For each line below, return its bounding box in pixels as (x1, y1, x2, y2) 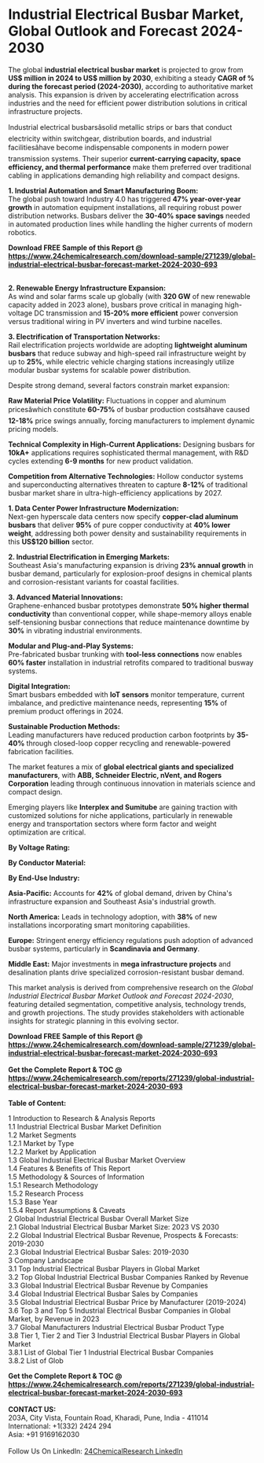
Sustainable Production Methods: (8, 721, 120, 731)
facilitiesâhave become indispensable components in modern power (8, 142, 229, 152)
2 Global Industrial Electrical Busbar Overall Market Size (8, 1214, 189, 1223)
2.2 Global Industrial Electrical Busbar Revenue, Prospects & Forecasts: (8, 1230, 239, 1240)
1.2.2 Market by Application (8, 1147, 97, 1156)
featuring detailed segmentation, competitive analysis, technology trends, (8, 999, 247, 1008)
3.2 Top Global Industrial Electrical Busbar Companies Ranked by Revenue (8, 1272, 249, 1281)
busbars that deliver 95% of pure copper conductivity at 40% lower (8, 520, 231, 529)
